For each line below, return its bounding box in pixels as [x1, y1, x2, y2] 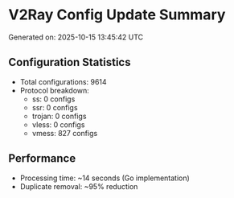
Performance [8, 151, 76, 166]
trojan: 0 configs [31, 111, 87, 121]
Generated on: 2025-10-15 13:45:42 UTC [8, 32, 144, 42]
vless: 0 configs [31, 119, 85, 130]
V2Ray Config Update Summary [8, 6, 226, 24]
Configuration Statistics [8, 56, 131, 69]
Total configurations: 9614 [19, 76, 107, 86]
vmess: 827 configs [31, 128, 98, 138]
